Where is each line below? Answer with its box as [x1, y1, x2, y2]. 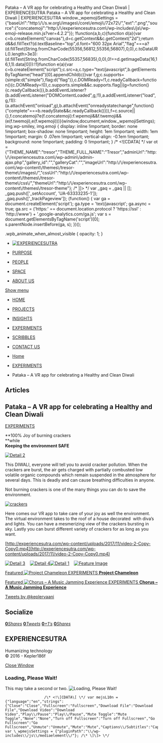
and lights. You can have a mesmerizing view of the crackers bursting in [5, 521, 149, 527]
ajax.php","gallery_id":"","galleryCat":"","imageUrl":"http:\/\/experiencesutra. [5, 159, 158, 165]
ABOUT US [12, 278, 35, 284]
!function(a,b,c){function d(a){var [75, 31, 142, 36]
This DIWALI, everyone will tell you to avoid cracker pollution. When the [5, 462, 148, 467]
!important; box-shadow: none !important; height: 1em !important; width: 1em [5, 129, 158, 134]
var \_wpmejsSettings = [5, 729, 53, 734]
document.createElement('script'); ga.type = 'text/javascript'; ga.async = [5, 201, 151, 207]
